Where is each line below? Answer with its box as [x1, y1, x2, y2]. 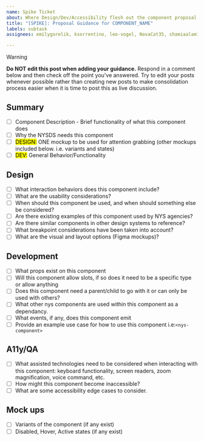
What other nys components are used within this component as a [15, 301, 178, 308]
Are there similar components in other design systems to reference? [15, 220, 185, 227]
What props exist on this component [15, 268, 106, 275]
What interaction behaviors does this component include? [15, 186, 160, 193]
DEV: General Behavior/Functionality [15, 152, 106, 159]
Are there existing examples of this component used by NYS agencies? [15, 213, 193, 220]
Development [6, 251, 59, 261]
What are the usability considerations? [15, 192, 111, 200]
